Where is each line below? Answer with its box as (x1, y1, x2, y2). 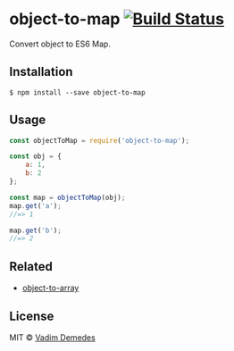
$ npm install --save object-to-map (9, 88, 146, 97)
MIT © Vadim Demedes (9, 331, 96, 343)
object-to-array (21, 282, 79, 294)
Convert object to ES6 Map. (9, 38, 112, 49)
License (9, 308, 54, 323)
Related (9, 259, 54, 274)
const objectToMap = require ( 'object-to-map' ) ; (9, 136, 190, 145)
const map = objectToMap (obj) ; (9, 193, 126, 202)
